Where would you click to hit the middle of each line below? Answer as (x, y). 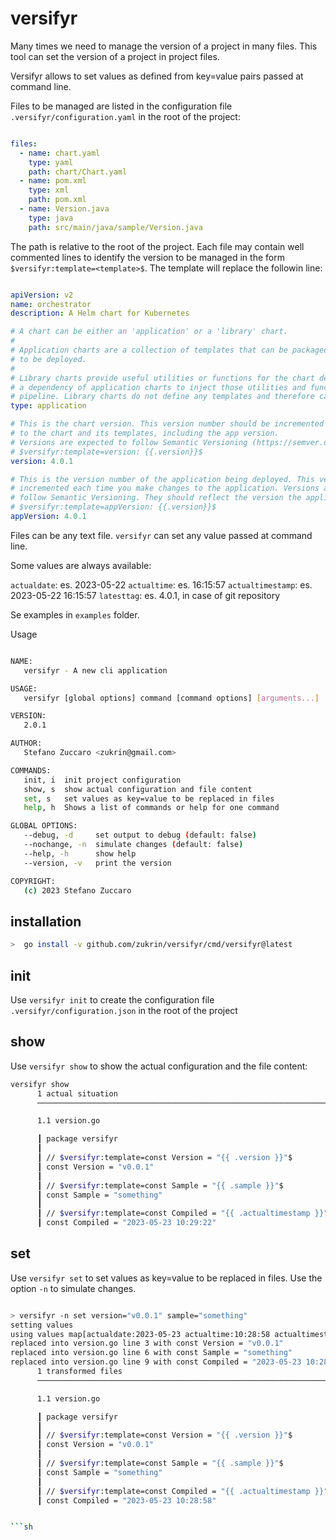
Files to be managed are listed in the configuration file (121, 106)
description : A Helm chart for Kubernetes (100, 313)
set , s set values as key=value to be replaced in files (149, 798)
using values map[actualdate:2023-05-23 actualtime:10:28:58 (140, 1334)
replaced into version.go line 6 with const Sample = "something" (151, 1353)
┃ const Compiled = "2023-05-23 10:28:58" (126, 1500)
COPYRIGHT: (33, 881)
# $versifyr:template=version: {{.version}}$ (106, 452)
